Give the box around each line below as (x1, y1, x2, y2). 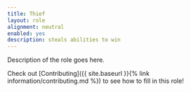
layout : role (7, 17, 46, 24)
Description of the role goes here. (7, 55, 105, 64)
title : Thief (7, 10, 46, 18)
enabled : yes (7, 29, 46, 37)
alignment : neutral (7, 23, 65, 30)
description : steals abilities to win (7, 37, 121, 44)
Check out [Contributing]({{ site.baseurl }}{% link (7, 70, 150, 78)
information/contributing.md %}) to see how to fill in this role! (7, 77, 184, 85)
